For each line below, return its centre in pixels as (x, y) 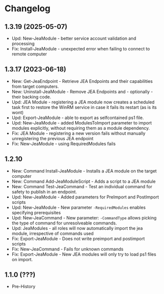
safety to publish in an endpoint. (44, 192)
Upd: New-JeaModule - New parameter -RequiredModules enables (79, 207)
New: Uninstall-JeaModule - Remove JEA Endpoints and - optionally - (82, 92)
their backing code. (31, 97)
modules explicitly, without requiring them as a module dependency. (81, 128)
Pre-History (23, 287)
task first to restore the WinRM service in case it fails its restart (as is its (84, 107)
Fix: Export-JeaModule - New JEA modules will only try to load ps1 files (84, 254)
